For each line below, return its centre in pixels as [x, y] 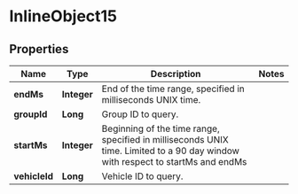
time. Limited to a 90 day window [170, 151]
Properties [39, 49]
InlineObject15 [63, 16]
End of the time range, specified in [173, 89]
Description [176, 74]
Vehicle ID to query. [142, 176]
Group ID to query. [140, 114]
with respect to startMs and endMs [174, 162]
